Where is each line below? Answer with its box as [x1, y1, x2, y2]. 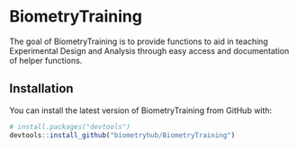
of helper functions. [9, 55, 83, 66]
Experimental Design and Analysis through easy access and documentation [9, 45, 290, 56]
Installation [9, 81, 74, 96]
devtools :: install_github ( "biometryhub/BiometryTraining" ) [9, 130, 236, 140]
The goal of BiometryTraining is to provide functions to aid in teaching [9, 36, 268, 47]
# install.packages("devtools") [9, 122, 131, 131]
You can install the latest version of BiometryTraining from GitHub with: [9, 105, 273, 116]
